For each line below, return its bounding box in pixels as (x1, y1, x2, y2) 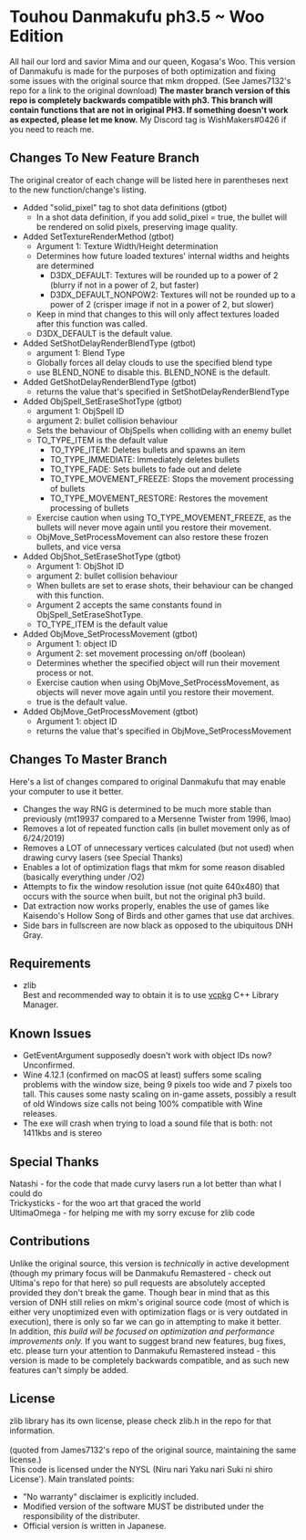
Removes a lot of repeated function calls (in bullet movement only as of (22, 823, 291, 834)
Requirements (9, 955, 91, 971)
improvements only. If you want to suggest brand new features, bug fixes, (9, 1335, 286, 1347)
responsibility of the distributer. (22, 1510, 140, 1521)
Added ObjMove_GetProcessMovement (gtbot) (22, 705, 199, 717)
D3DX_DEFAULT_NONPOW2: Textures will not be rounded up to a (49, 289, 296, 300)
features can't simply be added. (9, 1364, 129, 1375)
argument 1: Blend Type (36, 347, 126, 358)
